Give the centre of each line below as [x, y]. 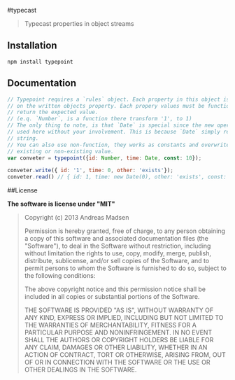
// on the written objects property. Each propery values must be [106, 106]
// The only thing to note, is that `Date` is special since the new [111, 125]
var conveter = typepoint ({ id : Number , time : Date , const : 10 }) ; [105, 158]
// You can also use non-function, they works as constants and [103, 145]
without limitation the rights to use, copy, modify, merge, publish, [118, 253]
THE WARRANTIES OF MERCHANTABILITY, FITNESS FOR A [111, 325]
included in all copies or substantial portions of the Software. [112, 297]
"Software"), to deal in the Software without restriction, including [117, 246]
